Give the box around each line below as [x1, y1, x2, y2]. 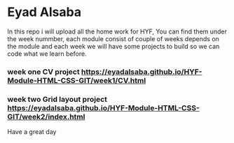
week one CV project [7, 67, 80, 77]
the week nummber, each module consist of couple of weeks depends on [7, 34, 219, 43]
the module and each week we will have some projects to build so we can [7, 42, 220, 50]
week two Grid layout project [7, 94, 107, 104]
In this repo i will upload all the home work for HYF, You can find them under [7, 27, 228, 36]
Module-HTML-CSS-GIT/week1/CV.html [7, 75, 146, 85]
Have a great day [7, 128, 57, 136]
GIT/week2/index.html [7, 112, 85, 121]
